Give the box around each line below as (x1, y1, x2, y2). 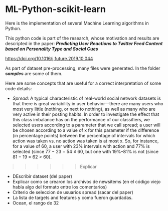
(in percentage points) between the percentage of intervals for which (12, 132, 155, 138)
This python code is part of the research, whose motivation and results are (5, 35, 159, 41)
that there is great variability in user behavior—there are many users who (12, 100, 163, 106)
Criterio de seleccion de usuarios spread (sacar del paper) (12, 189, 134, 195)
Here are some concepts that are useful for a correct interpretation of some (5, 80, 161, 86)
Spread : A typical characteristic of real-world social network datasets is (12, 95, 161, 101)
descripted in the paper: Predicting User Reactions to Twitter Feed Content (5, 40, 163, 46)
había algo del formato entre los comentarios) (12, 184, 107, 190)
